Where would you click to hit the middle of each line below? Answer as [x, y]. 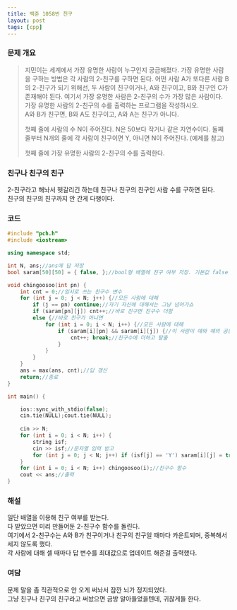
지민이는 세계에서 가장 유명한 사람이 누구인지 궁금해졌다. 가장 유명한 [118, 70]
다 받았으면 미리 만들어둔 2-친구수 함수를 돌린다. [74, 527]
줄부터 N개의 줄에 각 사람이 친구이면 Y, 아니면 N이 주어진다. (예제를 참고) [124, 138]
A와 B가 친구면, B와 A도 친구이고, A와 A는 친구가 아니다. [102, 114]
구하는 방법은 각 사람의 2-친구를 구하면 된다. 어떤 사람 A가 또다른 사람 [128, 78]
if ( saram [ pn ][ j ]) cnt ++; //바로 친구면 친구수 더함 [103, 312]
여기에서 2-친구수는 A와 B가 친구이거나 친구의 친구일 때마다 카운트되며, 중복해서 [117, 535]
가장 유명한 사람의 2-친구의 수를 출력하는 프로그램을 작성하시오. [112, 105]
